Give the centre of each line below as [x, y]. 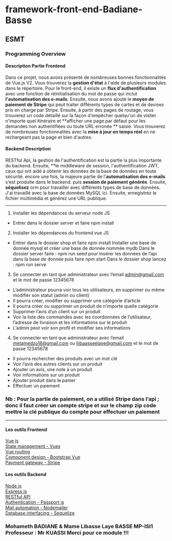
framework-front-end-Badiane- [74, 9]
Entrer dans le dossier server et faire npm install [63, 223]
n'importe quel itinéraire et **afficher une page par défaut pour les [76, 121]
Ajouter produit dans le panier [44, 380]
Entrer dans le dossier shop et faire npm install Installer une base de [84, 243]
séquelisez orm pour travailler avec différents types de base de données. [83, 187]
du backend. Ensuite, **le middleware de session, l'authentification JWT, [82, 165]
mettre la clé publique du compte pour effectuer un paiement [83, 412]
